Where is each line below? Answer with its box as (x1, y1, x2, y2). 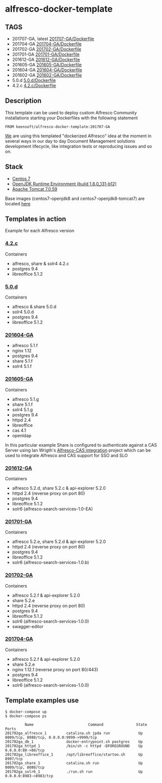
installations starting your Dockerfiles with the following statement (5, 115, 138, 121)
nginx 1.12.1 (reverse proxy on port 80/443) (12, 666, 99, 673)
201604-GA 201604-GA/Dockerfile (12, 67, 82, 73)
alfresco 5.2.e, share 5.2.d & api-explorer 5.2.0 (12, 539, 106, 544)
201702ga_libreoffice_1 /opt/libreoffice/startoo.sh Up (5, 752, 143, 757)
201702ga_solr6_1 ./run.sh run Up (5, 769, 143, 774)
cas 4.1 (12, 427, 26, 433)
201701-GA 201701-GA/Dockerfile (12, 51, 80, 57)
